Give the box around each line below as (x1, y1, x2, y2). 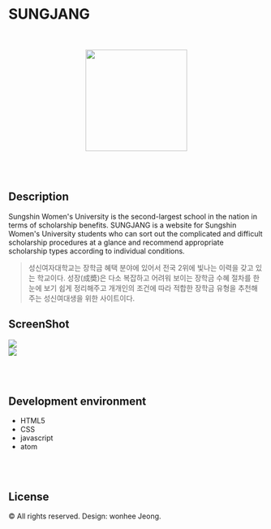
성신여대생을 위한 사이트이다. (43, 293, 135, 303)
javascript (19, 433, 54, 443)
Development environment (8, 394, 147, 408)
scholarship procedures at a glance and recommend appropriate (8, 237, 225, 247)
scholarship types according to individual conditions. (8, 245, 185, 256)
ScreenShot (8, 318, 70, 332)
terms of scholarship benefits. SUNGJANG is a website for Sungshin (8, 220, 237, 230)
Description (8, 190, 69, 204)
